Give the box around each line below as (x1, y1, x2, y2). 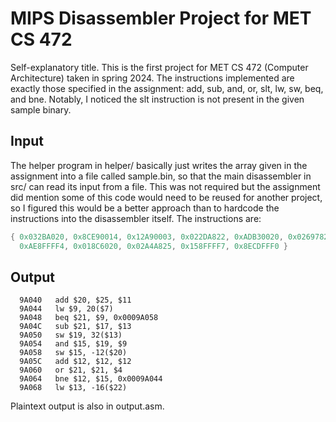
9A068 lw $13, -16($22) (19, 383, 128, 393)
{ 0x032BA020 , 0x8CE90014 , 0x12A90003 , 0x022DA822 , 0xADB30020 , (10, 232, 284, 242)
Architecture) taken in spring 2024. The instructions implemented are (10, 72, 295, 84)
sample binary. (10, 103, 72, 116)
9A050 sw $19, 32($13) (19, 330, 123, 341)
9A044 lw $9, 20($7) (19, 304, 114, 314)
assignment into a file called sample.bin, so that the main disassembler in (10, 170, 312, 182)
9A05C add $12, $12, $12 (19, 357, 132, 367)
